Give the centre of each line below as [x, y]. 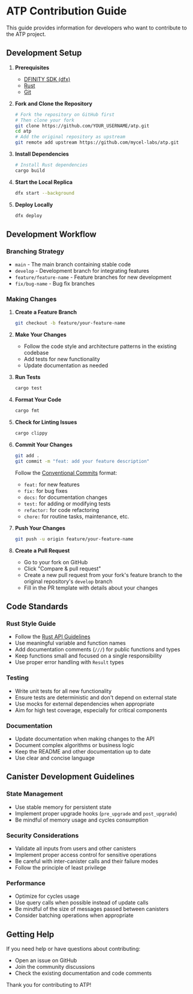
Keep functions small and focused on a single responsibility [88, 656]
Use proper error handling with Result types [69, 662]
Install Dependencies [42, 154]
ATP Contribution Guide [67, 11]
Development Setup [44, 53]
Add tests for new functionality [62, 359]
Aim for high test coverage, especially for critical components [91, 710]
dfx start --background [45, 193]
